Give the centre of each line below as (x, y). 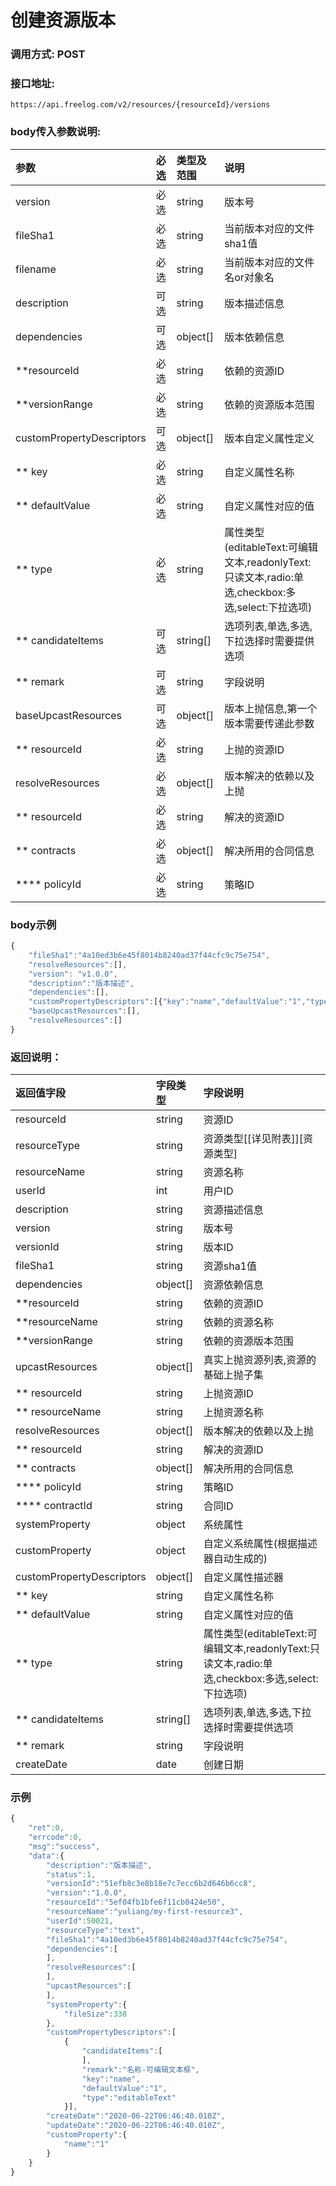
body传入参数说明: (56, 132)
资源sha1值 (230, 1266)
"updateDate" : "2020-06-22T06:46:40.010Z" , (136, 2126)
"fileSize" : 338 (95, 2014)
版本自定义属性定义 (269, 438)
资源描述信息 (233, 1210)
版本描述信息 (254, 303)
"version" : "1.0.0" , (87, 1893)
